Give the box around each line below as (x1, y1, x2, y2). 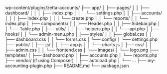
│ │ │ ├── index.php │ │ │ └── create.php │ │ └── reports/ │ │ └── (5, 15, 149, 21)
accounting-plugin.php (5, 63, 52, 69)
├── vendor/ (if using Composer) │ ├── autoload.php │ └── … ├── (5, 58, 147, 63)
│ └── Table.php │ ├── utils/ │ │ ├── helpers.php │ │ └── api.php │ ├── (5, 26, 160, 32)
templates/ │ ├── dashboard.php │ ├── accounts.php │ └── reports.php (5, 52, 158, 58)
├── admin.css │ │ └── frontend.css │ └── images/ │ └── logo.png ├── (5, 47, 159, 53)
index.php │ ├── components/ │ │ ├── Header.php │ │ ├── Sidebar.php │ (5, 20, 161, 26)
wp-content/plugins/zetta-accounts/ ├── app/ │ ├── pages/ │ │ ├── (5, 5, 150, 10)
